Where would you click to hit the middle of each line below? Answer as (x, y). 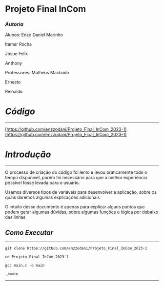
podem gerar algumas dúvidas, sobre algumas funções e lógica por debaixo (82, 212)
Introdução (28, 154)
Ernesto (13, 82)
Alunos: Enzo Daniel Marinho (34, 35)
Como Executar (29, 233)
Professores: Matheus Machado (37, 73)
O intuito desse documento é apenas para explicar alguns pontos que (75, 207)
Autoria (14, 24)
